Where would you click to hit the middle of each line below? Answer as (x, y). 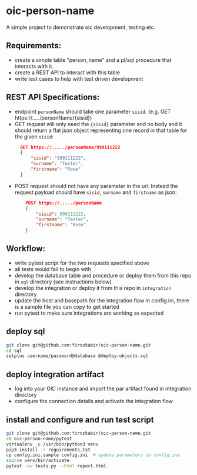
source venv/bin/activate (38, 461)
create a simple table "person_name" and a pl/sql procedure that (93, 60)
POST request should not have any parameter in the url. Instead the (96, 186)
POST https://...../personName (64, 203)
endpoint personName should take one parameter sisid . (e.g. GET (93, 111)
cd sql (14, 351)
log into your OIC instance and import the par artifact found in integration (103, 389)
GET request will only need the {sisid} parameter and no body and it (98, 124)
